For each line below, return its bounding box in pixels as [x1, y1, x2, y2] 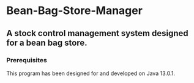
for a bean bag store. [6, 37, 88, 48]
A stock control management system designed [6, 28, 188, 38]
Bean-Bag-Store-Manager [6, 4, 143, 18]
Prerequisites [6, 56, 47, 64]
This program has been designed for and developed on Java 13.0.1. [6, 70, 176, 77]
